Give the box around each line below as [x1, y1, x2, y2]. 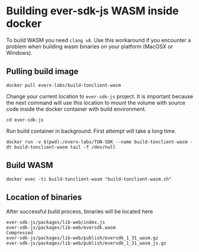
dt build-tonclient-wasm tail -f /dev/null [6, 144, 116, 150]
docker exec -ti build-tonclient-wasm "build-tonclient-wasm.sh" [6, 176, 172, 182]
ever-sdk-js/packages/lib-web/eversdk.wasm [6, 225, 116, 231]
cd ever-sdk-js [6, 117, 44, 123]
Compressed [6, 230, 33, 236]
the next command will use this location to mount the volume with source [6, 99, 186, 106]
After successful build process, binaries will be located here [6, 208, 153, 215]
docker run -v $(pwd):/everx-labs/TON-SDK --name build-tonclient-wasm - [6, 139, 194, 145]
